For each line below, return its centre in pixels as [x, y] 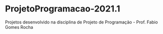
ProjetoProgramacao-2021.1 [63, 9]
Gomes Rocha [19, 27]
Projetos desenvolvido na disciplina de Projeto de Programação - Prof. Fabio [81, 22]
